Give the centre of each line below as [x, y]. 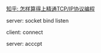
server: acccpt [24, 44]
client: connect [25, 32]
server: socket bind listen [38, 21]
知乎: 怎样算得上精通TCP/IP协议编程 [50, 9]
